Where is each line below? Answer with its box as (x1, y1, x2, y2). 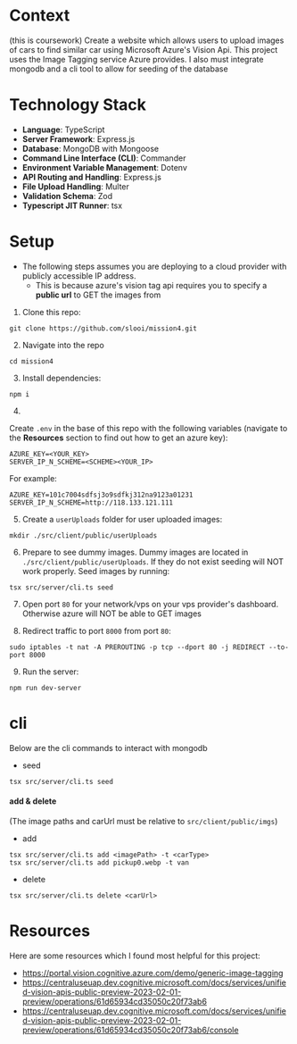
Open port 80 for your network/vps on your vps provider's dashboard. (21, 598, 279, 609)
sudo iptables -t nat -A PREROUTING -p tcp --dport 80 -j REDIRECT (9, 642, 266, 652)
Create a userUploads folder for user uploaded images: (21, 514, 223, 524)
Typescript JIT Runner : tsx (21, 200, 123, 211)
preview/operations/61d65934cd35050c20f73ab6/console (21, 1024, 239, 1035)
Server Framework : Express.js (21, 133, 136, 144)
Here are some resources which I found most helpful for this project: (9, 950, 260, 961)
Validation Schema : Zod (21, 190, 113, 201)
